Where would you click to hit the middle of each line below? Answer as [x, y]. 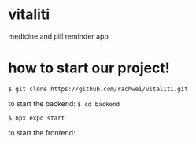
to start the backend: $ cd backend [64, 103]
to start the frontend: [42, 132]
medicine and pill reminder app [58, 36]
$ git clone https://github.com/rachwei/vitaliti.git [98, 89]
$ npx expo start [37, 118]
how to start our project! [89, 68]
